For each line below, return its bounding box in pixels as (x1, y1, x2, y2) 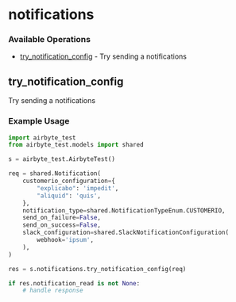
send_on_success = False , (22, 221, 102, 229)
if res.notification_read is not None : (8, 279, 141, 287)
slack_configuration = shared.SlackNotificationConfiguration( (22, 228, 229, 237)
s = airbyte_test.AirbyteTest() (8, 155, 115, 163)
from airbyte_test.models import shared (8, 141, 145, 149)
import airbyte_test (8, 133, 77, 142)
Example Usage (8, 116, 70, 127)
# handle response (22, 287, 83, 295)
